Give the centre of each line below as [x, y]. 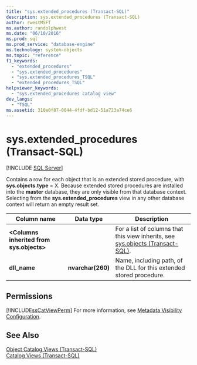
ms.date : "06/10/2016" [34, 34]
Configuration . [23, 317]
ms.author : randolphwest [36, 28]
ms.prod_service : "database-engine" [51, 45]
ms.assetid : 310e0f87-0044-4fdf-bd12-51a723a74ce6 [69, 110]
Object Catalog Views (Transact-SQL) [52, 349]
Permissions [29, 296]
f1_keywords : [22, 61]
